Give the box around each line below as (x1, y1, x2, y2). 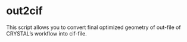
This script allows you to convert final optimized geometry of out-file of (6, 24, 181, 31)
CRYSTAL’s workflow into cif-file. (6, 30, 88, 37)
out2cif (6, 4, 43, 18)
